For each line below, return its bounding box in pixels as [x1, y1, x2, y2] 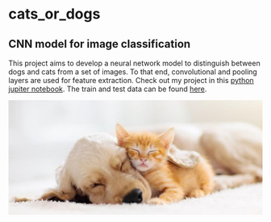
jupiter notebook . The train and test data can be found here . [8, 84, 207, 94]
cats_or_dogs [8, 5, 101, 23]
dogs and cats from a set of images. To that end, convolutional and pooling [8, 67, 258, 77]
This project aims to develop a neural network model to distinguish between [8, 58, 261, 68]
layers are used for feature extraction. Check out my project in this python [8, 76, 254, 85]
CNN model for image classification [8, 37, 191, 51]
